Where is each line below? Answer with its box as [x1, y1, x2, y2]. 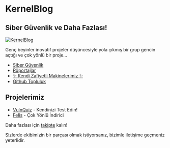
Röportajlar [12, 67, 36, 73]
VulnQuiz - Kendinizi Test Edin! [12, 106, 78, 112]
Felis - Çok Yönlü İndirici [12, 112, 64, 118]
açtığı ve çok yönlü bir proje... [5, 52, 68, 58]
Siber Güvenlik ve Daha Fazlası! [5, 23, 107, 32]
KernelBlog [5, 3, 53, 15]
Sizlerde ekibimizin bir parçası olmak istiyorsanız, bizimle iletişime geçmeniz [5, 132, 165, 138]
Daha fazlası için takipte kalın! [5, 122, 68, 128]
